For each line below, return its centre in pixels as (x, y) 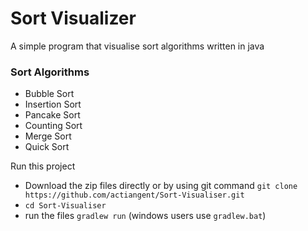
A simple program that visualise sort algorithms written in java (137, 46)
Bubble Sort (49, 94)
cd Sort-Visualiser (65, 206)
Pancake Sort (52, 115)
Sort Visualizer (73, 18)
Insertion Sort (53, 104)
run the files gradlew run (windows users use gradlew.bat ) (145, 216)
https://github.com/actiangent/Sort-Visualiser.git (134, 195)
